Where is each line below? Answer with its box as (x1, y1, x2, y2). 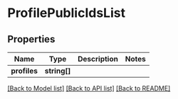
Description (78, 54, 119, 64)
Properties (7, 33, 56, 45)
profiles (11, 66, 38, 76)
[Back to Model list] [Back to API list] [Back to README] (7, 84, 171, 93)
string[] (44, 66, 71, 76)
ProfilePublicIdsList (7, 5, 126, 21)
